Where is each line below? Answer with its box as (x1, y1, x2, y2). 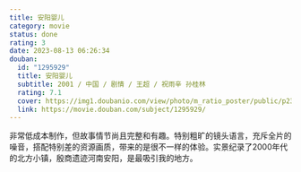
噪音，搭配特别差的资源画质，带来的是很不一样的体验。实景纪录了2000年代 (9, 142, 288, 152)
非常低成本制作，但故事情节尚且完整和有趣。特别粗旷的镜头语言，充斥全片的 (9, 131, 292, 142)
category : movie (9, 21, 70, 30)
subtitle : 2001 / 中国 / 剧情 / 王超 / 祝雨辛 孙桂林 (17, 80, 206, 89)
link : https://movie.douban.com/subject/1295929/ (17, 105, 206, 114)
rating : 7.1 (17, 88, 63, 97)
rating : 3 (9, 38, 47, 47)
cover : (17, 96, 42, 106)
